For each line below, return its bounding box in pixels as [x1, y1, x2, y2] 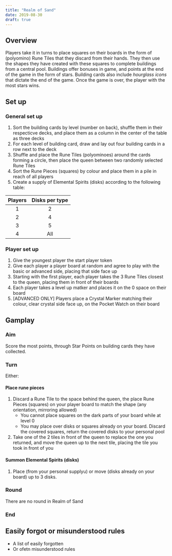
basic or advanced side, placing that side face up [12, 268, 117, 275]
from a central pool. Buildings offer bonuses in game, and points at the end [5, 66, 164, 72]
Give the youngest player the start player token [12, 257, 112, 263]
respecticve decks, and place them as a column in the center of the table [12, 129, 167, 136]
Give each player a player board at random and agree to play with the [12, 263, 160, 269]
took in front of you [12, 445, 54, 451]
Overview [5, 36, 37, 45]
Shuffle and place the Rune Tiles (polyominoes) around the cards [12, 151, 150, 158]
